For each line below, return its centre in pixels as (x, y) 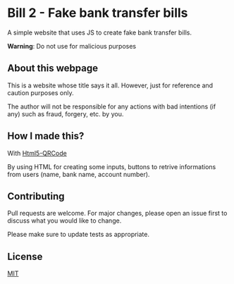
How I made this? (46, 136)
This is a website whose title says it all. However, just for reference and (110, 85)
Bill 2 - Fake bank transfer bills (98, 13)
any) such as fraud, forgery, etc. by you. (66, 113)
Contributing (36, 196)
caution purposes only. (41, 92)
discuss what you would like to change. (64, 221)
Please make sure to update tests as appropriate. (79, 235)
